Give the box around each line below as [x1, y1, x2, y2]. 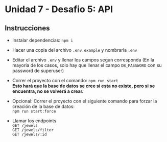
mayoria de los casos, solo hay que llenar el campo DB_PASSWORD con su [12, 62, 162, 68]
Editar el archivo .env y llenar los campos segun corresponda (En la [12, 57, 154, 63]
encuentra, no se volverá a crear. [12, 88, 84, 94]
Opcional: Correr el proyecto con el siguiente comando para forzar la [12, 98, 157, 104]
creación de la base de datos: [12, 103, 75, 110]
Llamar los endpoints [12, 118, 57, 124]
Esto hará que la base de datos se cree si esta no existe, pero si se [12, 83, 155, 89]
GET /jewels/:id [12, 132, 47, 137]
